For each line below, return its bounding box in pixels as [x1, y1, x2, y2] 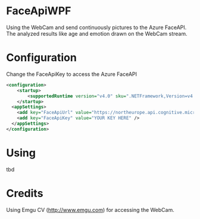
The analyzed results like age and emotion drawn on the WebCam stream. [6, 30, 187, 37]
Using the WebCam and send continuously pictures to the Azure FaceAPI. [6, 24, 187, 31]
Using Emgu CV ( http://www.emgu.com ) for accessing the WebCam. [6, 206, 174, 213]
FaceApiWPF [6, 4, 71, 18]
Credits [6, 186, 43, 200]
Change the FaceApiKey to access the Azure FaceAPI [6, 70, 137, 78]
